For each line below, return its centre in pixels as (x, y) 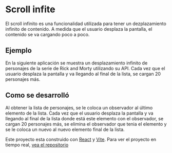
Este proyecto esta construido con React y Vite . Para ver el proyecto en (81, 139)
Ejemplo (18, 50)
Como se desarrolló (37, 95)
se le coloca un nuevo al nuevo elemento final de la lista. (65, 129)
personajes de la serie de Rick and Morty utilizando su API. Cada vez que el (85, 68)
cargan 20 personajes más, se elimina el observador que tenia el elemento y (86, 124)
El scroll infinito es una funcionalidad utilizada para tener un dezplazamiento (86, 24)
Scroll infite (30, 9)
